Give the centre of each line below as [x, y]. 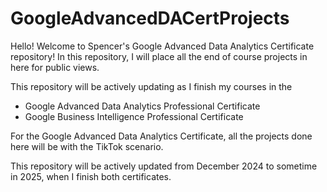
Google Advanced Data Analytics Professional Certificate [142, 106]
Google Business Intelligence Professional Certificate [134, 116]
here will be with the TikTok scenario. [87, 146]
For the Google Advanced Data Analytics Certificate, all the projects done [161, 136]
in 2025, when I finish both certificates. [91, 176]
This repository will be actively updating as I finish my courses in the [151, 86]
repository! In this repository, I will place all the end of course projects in [159, 56]
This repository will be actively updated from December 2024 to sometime [164, 166]
